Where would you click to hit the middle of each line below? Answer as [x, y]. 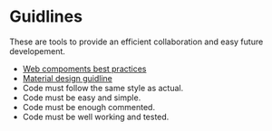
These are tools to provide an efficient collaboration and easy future [136, 42]
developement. [38, 51]
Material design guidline [68, 78]
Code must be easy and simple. [82, 98]
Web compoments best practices [84, 69]
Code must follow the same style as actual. [103, 88]
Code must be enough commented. [89, 107]
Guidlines [46, 17]
